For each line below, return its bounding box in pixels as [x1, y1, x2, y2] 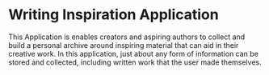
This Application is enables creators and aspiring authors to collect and [8, 32, 246, 41]
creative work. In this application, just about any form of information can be [8, 49, 258, 58]
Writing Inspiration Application [8, 6, 220, 24]
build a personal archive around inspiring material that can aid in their [8, 40, 239, 49]
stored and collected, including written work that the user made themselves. [8, 57, 263, 67]
